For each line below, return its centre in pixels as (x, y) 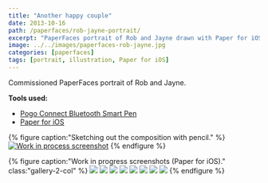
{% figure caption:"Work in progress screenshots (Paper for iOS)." (117, 161)
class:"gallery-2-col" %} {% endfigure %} (116, 170)
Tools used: (28, 98)
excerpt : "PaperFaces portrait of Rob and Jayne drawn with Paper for (128, 38)
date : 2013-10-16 (37, 23)
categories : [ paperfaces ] (51, 53)
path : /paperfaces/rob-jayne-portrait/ (75, 30)
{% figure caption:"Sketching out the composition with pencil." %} (117, 137)
